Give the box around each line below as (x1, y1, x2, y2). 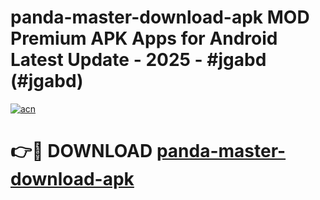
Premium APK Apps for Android (10, 27, 278, 50)
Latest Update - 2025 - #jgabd (10, 49, 267, 71)
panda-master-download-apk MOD (10, 6, 310, 29)
